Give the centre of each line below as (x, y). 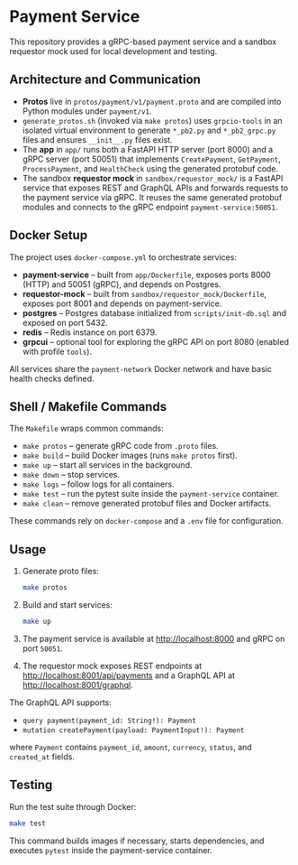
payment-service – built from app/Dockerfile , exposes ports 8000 (147, 274)
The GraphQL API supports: (61, 702)
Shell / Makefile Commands (88, 407)
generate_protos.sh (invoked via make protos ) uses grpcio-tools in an (152, 120)
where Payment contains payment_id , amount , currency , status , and (131, 747)
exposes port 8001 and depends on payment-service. (122, 303)
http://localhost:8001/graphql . (77, 684)
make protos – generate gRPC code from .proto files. (120, 446)
